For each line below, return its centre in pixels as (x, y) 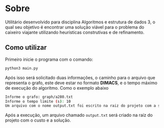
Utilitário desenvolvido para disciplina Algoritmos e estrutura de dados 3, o (80, 22)
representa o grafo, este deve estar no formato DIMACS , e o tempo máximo (81, 83)
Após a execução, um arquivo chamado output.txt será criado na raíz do (79, 115)
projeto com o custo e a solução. (38, 120)
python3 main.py (21, 68)
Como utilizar (26, 47)
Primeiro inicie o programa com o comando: (49, 59)
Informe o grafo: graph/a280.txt (39, 97)
